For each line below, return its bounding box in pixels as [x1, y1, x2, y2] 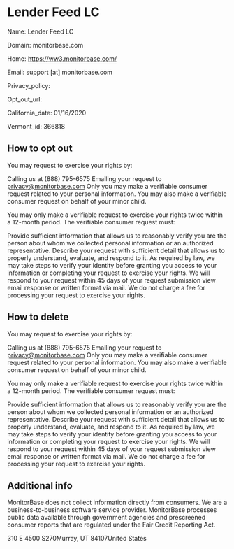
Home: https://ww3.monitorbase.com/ [7, 54, 117, 63]
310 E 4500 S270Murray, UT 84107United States [7, 534, 147, 543]
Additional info [7, 480, 73, 492]
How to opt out [7, 143, 73, 155]
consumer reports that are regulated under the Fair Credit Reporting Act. [7, 520, 216, 529]
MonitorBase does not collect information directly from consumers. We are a [7, 498, 228, 507]
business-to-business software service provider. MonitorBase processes [7, 506, 217, 514]
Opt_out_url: [7, 95, 43, 104]
